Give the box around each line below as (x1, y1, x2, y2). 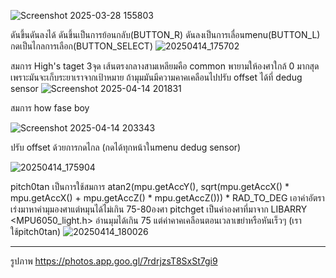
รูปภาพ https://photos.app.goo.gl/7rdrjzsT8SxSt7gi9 (10, 255, 218, 267)
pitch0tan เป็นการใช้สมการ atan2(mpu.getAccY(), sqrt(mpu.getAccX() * (10, 181, 290, 192)
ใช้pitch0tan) (10, 226, 62, 237)
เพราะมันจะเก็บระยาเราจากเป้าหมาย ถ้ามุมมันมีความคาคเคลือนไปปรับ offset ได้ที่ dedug (10, 71, 303, 83)
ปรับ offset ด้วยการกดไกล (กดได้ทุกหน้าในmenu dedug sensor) (10, 141, 242, 153)
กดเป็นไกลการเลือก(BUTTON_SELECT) (10, 40, 153, 52)
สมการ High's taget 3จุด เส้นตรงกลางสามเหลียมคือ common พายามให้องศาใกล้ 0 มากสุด (10, 60, 320, 72)
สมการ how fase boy (10, 102, 90, 114)
